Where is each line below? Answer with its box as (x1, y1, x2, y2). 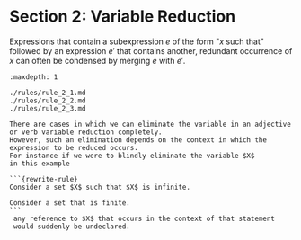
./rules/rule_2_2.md (9, 96, 87, 105)
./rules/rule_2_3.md (9, 103, 87, 113)
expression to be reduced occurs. (9, 143, 139, 152)
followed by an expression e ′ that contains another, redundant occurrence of (9, 45, 293, 56)
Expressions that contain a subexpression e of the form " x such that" (9, 36, 265, 47)
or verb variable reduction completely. (9, 128, 164, 137)
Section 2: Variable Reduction (9, 6, 236, 27)
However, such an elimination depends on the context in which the (9, 135, 268, 145)
